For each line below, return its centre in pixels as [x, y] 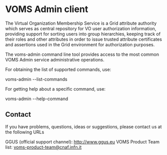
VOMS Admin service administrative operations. [55, 59]
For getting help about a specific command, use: [55, 89]
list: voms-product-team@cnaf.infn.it [44, 147]
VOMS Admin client [47, 9]
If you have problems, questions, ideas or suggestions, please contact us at [83, 126]
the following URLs [25, 132]
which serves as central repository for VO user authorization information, [81, 28]
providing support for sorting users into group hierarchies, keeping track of [83, 34]
